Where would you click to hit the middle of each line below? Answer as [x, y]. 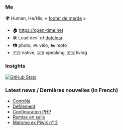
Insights [15, 66]
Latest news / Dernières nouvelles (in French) [62, 90]
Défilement [24, 106]
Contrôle [22, 101]
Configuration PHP [32, 111]
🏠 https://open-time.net [38, 30]
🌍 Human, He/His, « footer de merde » [46, 18]
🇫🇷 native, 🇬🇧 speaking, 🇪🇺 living [50, 53]
